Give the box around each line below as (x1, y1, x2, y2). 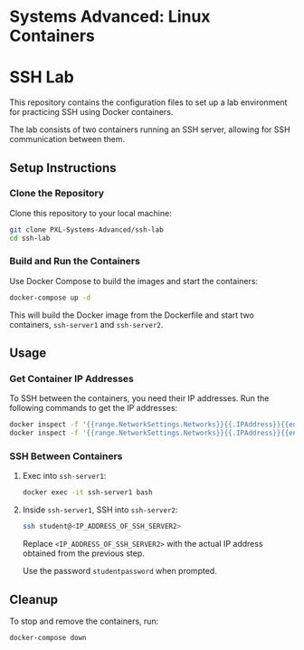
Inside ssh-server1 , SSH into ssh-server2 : (22, 504, 178, 515)
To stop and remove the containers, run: (9, 616, 159, 626)
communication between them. (9, 134, 126, 145)
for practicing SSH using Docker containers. (9, 107, 174, 118)
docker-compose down (9, 634, 88, 643)
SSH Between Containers (9, 450, 123, 463)
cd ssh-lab (9, 234, 51, 243)
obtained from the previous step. (22, 548, 145, 559)
